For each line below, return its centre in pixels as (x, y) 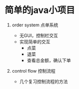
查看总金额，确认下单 (49, 60)
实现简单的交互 (35, 42)
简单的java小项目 (40, 10)
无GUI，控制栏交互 (39, 35)
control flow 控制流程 (33, 71)
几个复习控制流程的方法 (43, 81)
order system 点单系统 (35, 25)
